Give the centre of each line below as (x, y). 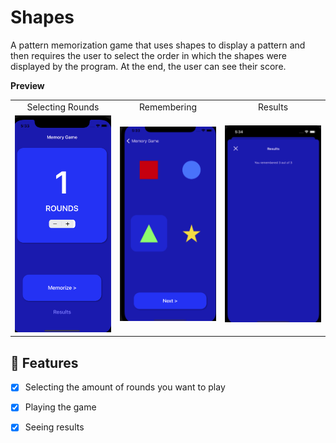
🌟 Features (44, 362)
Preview (27, 85)
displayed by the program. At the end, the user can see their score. (148, 66)
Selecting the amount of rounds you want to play (125, 387)
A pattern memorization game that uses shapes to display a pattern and (158, 45)
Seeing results (54, 427)
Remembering (168, 107)
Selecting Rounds (63, 107)
